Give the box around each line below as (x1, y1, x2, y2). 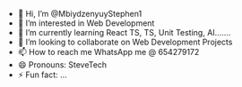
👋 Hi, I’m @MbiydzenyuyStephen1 (17, 9, 143, 19)
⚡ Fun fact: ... (17, 69, 67, 80)
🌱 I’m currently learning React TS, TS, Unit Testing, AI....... (17, 28, 231, 37)
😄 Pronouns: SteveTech (17, 59, 108, 70)
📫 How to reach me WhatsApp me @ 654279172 (17, 47, 200, 57)
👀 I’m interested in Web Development (17, 18, 155, 28)
